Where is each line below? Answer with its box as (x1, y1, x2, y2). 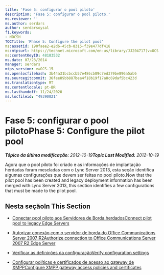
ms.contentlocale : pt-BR (5, 84, 56, 90)
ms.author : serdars (5, 21, 45, 26)
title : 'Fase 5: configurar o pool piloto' (5, 7, 95, 12)
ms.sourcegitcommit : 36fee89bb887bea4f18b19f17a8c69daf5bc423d (5, 76, 137, 81)
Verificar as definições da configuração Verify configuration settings (12, 250, 149, 255)
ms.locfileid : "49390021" (5, 94, 58, 99)
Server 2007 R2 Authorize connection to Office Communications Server (12, 235, 156, 241)
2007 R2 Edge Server (12, 240, 56, 246)
